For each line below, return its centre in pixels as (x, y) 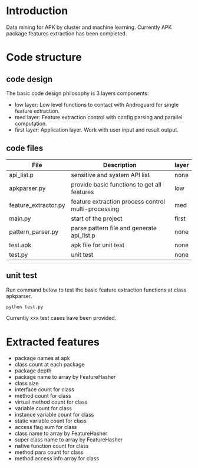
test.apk (20, 245)
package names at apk (42, 358)
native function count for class (52, 446)
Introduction (37, 11)
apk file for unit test (98, 245)
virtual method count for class (51, 402)
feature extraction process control (118, 201)
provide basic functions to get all (116, 184)
